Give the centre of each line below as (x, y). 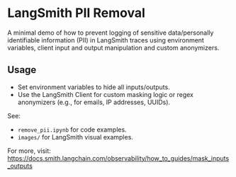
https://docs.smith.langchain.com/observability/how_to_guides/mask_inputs (118, 158)
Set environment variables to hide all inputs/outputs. (94, 87)
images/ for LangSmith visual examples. (75, 137)
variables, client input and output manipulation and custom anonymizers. (113, 47)
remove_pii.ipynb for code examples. (72, 130)
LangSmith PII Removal (76, 13)
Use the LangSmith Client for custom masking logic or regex (105, 94)
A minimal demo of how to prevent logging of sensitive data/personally (111, 33)
